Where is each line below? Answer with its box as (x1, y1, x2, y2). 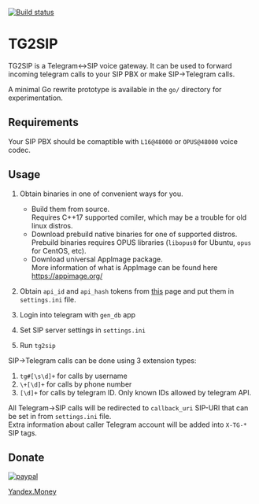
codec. (8, 145, 31, 154)
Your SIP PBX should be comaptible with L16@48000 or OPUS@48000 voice (8, 136, 239, 146)
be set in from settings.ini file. (8, 411, 112, 421)
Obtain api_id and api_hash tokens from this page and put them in (19, 286, 235, 295)
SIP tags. (8, 428, 38, 437)
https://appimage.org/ (31, 271, 103, 280)
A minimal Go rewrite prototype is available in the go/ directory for (8, 84, 222, 94)
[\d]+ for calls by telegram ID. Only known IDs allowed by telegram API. (19, 387, 252, 397)
